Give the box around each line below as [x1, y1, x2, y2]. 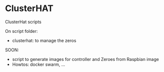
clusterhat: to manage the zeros [12, 37, 77, 43]
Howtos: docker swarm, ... [12, 61, 65, 67]
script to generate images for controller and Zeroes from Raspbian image [12, 56, 159, 62]
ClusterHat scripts [5, 19, 41, 25]
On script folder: [5, 28, 38, 34]
